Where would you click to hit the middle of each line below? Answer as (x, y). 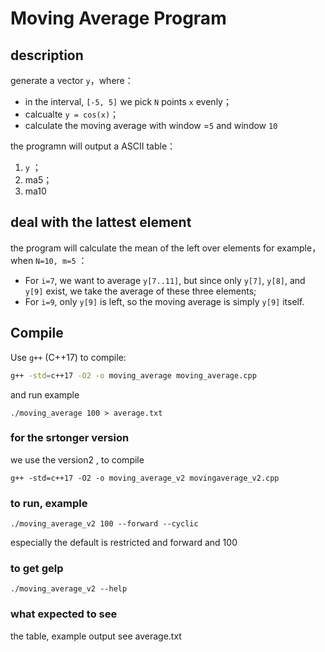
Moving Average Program (118, 18)
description (47, 55)
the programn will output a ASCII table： (93, 146)
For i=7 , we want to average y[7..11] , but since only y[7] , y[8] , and (165, 280)
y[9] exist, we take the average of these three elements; (140, 291)
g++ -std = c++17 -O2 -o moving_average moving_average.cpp (133, 375)
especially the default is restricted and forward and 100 (124, 543)
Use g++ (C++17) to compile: (68, 357)
